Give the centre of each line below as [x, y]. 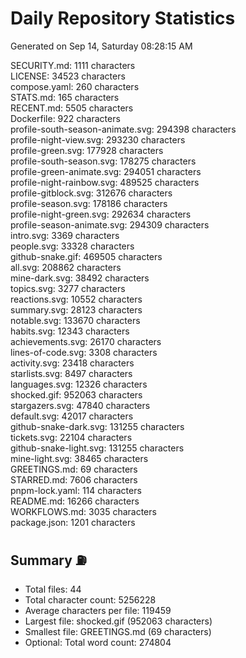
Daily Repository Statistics [123, 18]
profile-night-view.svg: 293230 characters [98, 139]
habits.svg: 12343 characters [70, 331]
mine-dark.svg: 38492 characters [80, 278]
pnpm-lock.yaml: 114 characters [76, 490]
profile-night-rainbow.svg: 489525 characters [105, 182]
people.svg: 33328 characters [72, 246]
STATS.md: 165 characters [65, 97]
